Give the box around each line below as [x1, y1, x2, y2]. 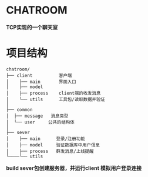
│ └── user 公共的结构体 [6, 119, 75, 125]
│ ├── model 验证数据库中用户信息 [6, 142, 100, 148]
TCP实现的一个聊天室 [6, 24, 58, 31]
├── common [6, 106, 33, 112]
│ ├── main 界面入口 [6, 79, 76, 85]
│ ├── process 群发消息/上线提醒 [6, 148, 94, 154]
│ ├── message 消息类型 [6, 113, 69, 119]
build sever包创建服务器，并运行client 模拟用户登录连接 [6, 164, 142, 171]
